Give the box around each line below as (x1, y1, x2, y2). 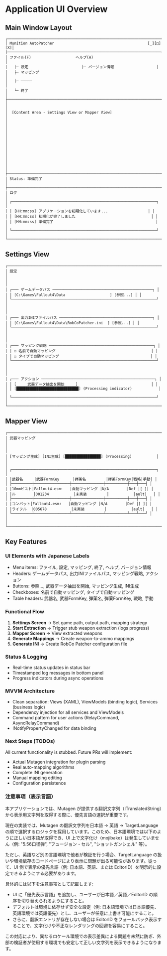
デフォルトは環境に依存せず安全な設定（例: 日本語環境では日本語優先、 (12, 904, 159, 910)
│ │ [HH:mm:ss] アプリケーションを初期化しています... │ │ (5, 209, 155, 214)
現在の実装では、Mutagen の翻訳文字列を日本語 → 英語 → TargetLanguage (5, 822, 159, 828)
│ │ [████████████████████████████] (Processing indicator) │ (5, 386, 162, 391)
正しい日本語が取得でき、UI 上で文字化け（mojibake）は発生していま (13, 834, 155, 840)
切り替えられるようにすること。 (21, 898, 87, 904)
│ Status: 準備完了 (5, 176, 43, 181)
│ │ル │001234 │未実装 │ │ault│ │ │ (5, 492, 161, 497)
